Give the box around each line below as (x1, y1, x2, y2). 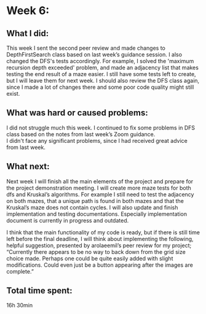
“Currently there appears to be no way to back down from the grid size (6, 248, 186, 255)
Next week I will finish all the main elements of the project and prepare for (6, 177, 194, 185)
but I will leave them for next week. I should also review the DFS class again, (6, 77, 200, 84)
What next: (6, 161, 50, 172)
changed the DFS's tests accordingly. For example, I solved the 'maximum (6, 58, 194, 64)
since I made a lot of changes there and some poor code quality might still (6, 83, 194, 91)
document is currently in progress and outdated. (6, 216, 129, 224)
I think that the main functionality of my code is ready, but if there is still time (6, 228, 200, 236)
